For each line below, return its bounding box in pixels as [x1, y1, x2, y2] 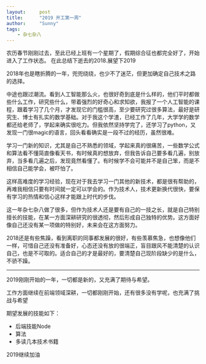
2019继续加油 [6, 351, 40, 358]
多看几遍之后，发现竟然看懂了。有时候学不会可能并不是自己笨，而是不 [22, 157, 200, 165]
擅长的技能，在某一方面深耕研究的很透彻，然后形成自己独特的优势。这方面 [6, 214, 194, 221]
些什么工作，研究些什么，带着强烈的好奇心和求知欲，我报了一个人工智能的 [6, 98, 194, 106]
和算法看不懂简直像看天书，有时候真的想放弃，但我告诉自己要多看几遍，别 [6, 149, 194, 157]
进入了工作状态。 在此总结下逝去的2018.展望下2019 [6, 57, 136, 64]
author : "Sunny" [6, 20, 59, 26]
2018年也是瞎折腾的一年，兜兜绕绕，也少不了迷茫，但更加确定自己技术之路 [6, 70, 196, 77]
